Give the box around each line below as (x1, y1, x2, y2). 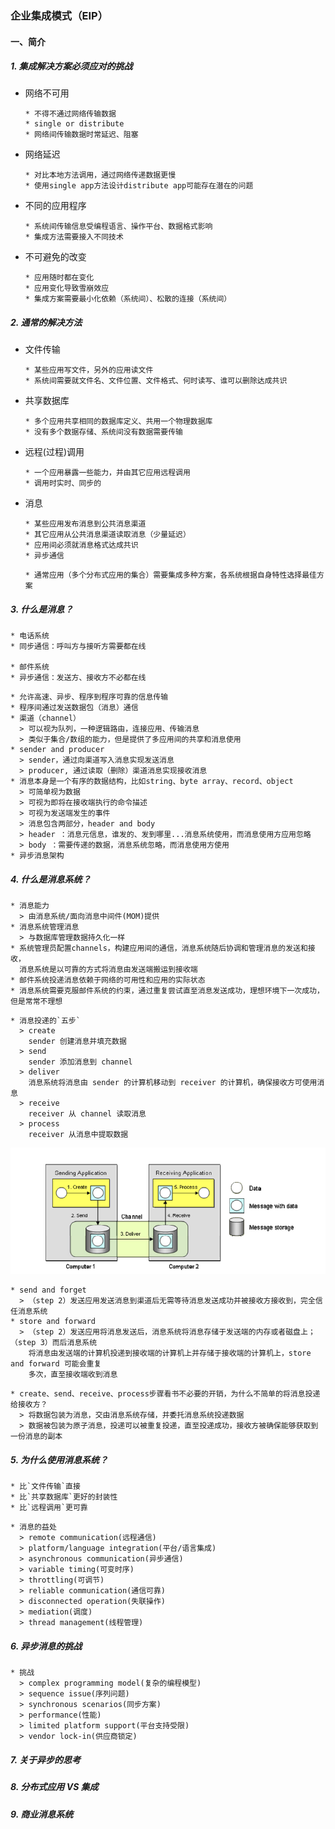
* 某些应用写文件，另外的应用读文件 (24, 365, 154, 376)
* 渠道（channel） (10, 713, 81, 724)
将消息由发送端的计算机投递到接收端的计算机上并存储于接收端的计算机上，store (28, 1348, 312, 1359)
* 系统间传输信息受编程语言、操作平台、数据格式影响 (24, 222, 213, 232)
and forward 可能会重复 (10, 1359, 102, 1369)
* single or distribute (24, 119, 125, 129)
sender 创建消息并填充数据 (28, 1037, 127, 1047)
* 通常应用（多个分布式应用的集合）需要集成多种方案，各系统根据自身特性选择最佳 (24, 570, 317, 581)
